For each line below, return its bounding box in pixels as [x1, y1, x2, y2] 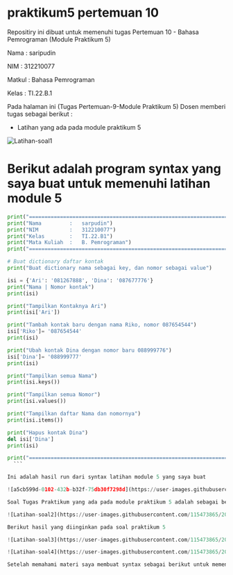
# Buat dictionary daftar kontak [7, 258, 104, 265]
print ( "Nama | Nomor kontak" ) [7, 283, 95, 291]
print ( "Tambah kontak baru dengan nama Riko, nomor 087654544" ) [7, 321, 197, 329]
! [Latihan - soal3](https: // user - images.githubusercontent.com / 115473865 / [7, 536, 222, 543]
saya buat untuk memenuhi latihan [7, 175, 211, 191]
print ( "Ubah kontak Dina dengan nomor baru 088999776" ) [7, 347, 172, 354]
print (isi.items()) [7, 416, 64, 424]
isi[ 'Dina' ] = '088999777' [7, 353, 82, 360]
